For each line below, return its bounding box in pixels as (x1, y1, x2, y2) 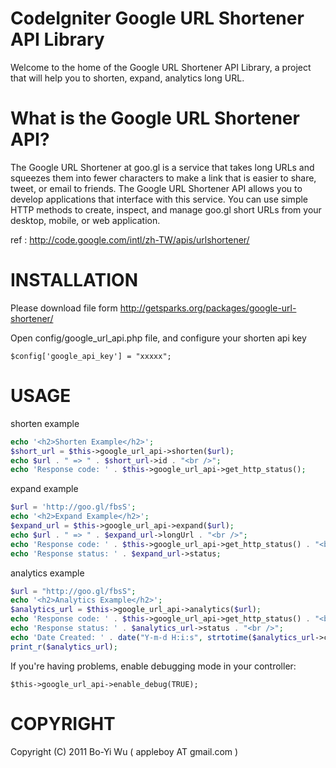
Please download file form (10, 302, 118, 314)
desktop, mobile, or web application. (10, 214, 161, 226)
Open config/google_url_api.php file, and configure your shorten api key (10, 332, 307, 344)
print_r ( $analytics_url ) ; (10, 642, 118, 652)
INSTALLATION (10, 269, 138, 292)
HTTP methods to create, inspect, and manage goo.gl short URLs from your (10, 203, 322, 216)
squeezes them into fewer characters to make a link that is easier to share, (10, 172, 317, 184)
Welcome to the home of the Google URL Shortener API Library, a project (10, 61, 312, 73)
